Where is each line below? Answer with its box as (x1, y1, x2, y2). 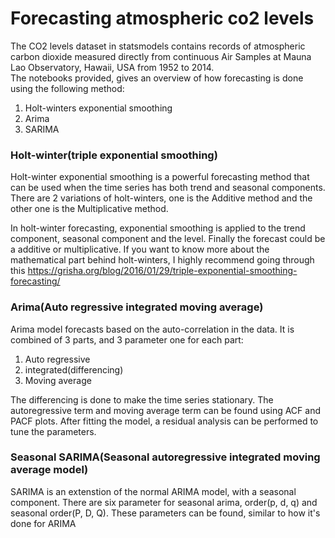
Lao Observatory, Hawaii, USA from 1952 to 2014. (10, 61, 215, 73)
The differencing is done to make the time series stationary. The (10, 393, 274, 406)
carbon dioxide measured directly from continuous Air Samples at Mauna (10, 50, 312, 62)
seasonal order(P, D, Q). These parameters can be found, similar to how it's (10, 507, 321, 519)
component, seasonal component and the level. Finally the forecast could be (10, 233, 326, 245)
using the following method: (10, 82, 125, 94)
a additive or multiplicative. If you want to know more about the (10, 243, 270, 256)
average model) (10, 463, 89, 477)
